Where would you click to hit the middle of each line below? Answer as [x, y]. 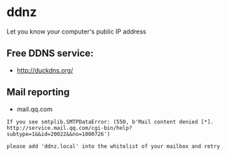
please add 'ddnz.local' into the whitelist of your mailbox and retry [113, 146]
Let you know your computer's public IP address [76, 31]
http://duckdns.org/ [45, 70]
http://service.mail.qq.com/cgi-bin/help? [69, 128]
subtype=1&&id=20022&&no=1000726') [59, 134]
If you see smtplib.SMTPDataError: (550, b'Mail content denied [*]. [110, 122]
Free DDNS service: [50, 53]
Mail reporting [38, 92]
